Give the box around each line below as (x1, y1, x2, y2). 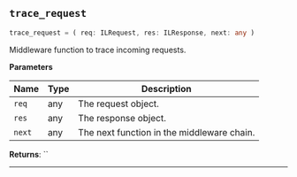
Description (141, 82, 192, 95)
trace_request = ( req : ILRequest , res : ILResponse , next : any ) (9, 28, 255, 37)
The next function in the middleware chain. (78, 126, 255, 138)
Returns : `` (9, 149, 49, 159)
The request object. (78, 97, 159, 110)
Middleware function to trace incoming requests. (9, 44, 187, 55)
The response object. (78, 112, 166, 124)
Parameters (9, 61, 53, 72)
